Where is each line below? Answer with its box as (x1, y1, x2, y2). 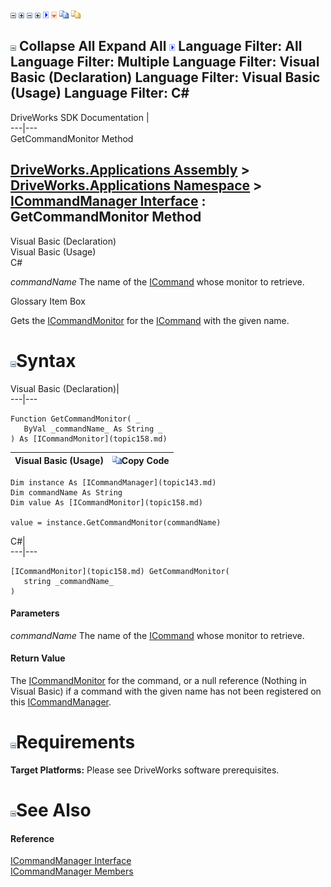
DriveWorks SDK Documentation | (10, 111, 150, 123)
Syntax (16, 349, 77, 372)
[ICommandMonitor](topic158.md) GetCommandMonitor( (10, 566, 230, 576)
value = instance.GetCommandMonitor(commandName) (10, 517, 222, 528)
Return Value (10, 652, 66, 664)
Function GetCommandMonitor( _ (10, 414, 141, 424)
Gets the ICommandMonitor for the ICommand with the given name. (10, 314, 290, 326)
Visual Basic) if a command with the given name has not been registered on (10, 685, 322, 697)
